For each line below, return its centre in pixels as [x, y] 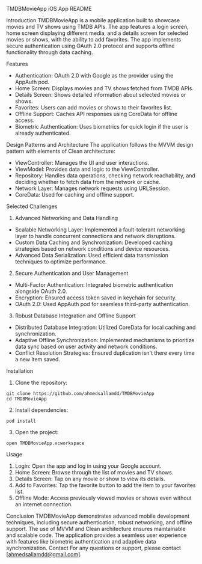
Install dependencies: [41, 410]
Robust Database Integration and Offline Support [75, 316]
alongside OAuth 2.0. [41, 291]
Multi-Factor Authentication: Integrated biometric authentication [94, 285]
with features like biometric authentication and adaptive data [81, 541]
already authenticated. [43, 133]
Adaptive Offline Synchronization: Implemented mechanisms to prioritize [105, 340]
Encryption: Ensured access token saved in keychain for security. [96, 298]
